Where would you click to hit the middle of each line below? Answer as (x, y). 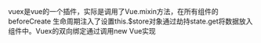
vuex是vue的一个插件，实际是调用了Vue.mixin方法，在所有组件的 (114, 11)
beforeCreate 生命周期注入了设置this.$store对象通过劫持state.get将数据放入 (130, 21)
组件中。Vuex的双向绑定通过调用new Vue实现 (82, 31)
